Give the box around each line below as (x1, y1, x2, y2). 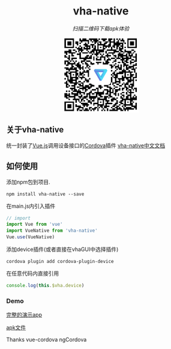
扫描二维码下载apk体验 (72, 25, 130, 32)
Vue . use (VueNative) (6, 234, 55, 240)
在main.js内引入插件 (6, 202, 56, 209)
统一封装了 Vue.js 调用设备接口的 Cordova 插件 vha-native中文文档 (6, 141, 166, 149)
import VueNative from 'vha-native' (6, 227, 98, 234)
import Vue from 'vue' (6, 221, 63, 227)
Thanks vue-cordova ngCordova (6, 336, 87, 344)
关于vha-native (6, 125, 64, 135)
